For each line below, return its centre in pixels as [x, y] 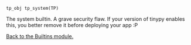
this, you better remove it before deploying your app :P [72, 25]
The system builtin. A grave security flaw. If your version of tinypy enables [95, 19]
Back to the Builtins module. [40, 36]
